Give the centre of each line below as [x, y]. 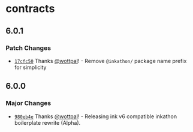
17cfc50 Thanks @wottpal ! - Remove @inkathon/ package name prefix [100, 61]
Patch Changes [28, 48]
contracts [30, 9]
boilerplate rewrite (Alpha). [47, 122]
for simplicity [30, 67]
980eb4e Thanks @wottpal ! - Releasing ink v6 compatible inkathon [96, 116]
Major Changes [28, 103]
